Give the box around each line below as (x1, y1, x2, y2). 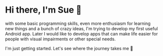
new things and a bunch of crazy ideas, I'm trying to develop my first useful (5, 25, 158, 31)
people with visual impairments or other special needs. (5, 36, 116, 42)
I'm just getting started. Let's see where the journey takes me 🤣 (5, 45, 134, 51)
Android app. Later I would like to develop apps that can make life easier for (5, 31, 158, 37)
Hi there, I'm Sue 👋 (5, 4, 82, 16)
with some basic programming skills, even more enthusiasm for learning (5, 20, 151, 26)
